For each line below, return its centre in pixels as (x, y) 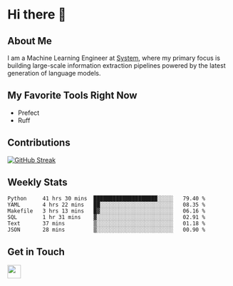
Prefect (29, 113)
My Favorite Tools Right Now (72, 96)
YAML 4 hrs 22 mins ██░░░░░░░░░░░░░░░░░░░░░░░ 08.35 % (106, 205)
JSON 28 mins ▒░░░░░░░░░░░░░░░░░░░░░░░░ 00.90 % (106, 230)
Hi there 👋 (37, 15)
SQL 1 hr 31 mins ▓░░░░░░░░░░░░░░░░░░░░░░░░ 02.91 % (106, 218)
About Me (30, 41)
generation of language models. (54, 73)
